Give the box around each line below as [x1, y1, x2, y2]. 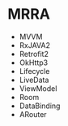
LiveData [19, 75, 49, 85]
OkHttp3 [19, 58, 49, 67]
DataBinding [19, 101, 61, 111]
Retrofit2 [19, 49, 49, 59]
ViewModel [19, 83, 57, 93]
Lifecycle [19, 66, 50, 76]
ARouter [19, 109, 47, 119]
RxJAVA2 [19, 40, 50, 50]
